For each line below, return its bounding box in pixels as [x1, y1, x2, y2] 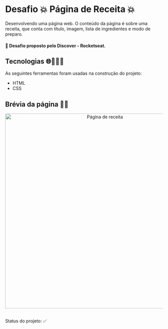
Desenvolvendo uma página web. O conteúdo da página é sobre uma [5, 20, 148, 26]
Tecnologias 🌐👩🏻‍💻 [5, 57, 64, 66]
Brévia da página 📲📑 [5, 100, 69, 108]
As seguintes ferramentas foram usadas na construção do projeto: [5, 70, 142, 76]
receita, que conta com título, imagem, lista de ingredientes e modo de [5, 26, 151, 32]
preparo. [5, 31, 23, 37]
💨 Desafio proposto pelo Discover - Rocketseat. [5, 43, 106, 49]
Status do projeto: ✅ [5, 318, 47, 324]
